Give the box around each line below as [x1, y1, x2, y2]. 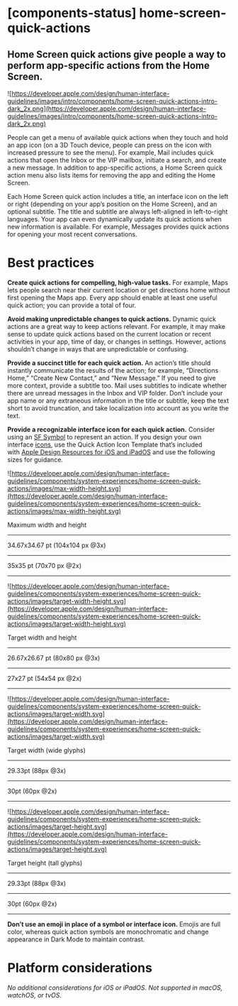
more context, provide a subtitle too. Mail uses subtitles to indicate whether [7, 381, 227, 390]
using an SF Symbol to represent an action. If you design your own [7, 432, 202, 441]
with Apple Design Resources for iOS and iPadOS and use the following [7, 447, 215, 456]
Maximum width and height [7, 520, 87, 529]
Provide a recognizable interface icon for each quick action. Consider [7, 425, 215, 434]
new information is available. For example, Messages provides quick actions [7, 222, 229, 231]
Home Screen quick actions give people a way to [7, 48, 227, 60]
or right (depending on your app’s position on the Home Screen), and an [7, 200, 217, 208]
